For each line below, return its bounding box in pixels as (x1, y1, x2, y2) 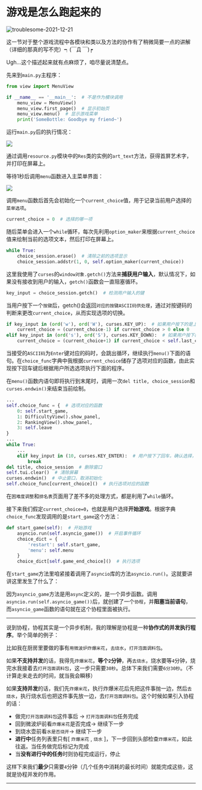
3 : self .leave (17, 425, 52, 431)
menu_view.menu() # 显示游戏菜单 (17, 111, 98, 117)
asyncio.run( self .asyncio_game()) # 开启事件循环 (17, 530, 141, 537)
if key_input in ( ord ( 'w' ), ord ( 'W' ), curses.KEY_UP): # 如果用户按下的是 (6, 321, 194, 327)
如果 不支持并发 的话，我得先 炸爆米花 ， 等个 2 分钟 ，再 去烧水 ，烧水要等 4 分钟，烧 (6, 657, 196, 664)
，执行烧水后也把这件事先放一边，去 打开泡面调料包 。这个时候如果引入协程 (14, 692, 194, 700)
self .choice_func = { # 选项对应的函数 (6, 402, 103, 408)
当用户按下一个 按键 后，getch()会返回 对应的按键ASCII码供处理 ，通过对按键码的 (6, 302, 192, 309)
